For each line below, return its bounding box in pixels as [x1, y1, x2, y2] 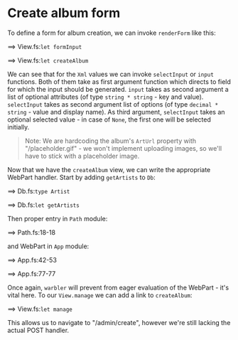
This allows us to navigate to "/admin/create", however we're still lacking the [7, 318, 231, 326]
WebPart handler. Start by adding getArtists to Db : [7, 173, 156, 181]
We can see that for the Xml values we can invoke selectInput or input [7, 70, 215, 78]
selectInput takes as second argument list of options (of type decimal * [7, 100, 219, 108]
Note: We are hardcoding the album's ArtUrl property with [24, 137, 197, 145]
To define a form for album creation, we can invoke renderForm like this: [7, 28, 216, 37]
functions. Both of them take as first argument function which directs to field [7, 77, 231, 86]
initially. [7, 122, 30, 131]
